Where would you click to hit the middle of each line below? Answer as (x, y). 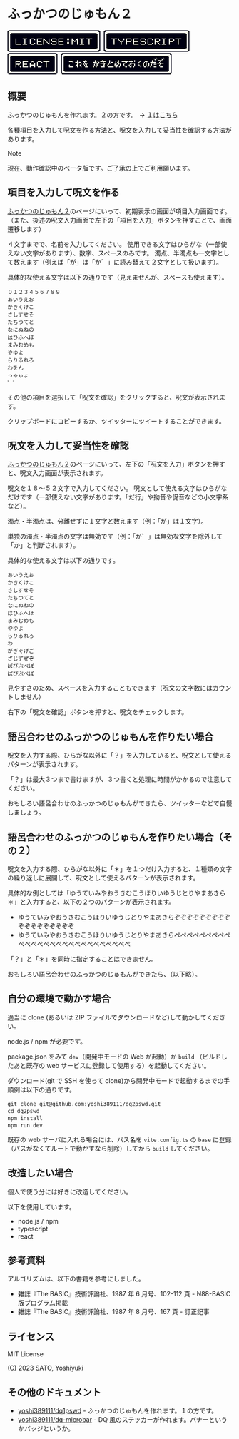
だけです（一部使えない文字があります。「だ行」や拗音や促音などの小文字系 (118, 497)
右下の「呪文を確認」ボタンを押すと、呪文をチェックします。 (98, 712)
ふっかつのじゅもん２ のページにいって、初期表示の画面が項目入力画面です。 (119, 211)
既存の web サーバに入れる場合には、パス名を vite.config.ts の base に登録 (119, 1139)
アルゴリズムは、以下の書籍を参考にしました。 (76, 1279)
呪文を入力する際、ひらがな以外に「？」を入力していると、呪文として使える (119, 756)
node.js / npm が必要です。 (47, 1041)
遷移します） (26, 229)
